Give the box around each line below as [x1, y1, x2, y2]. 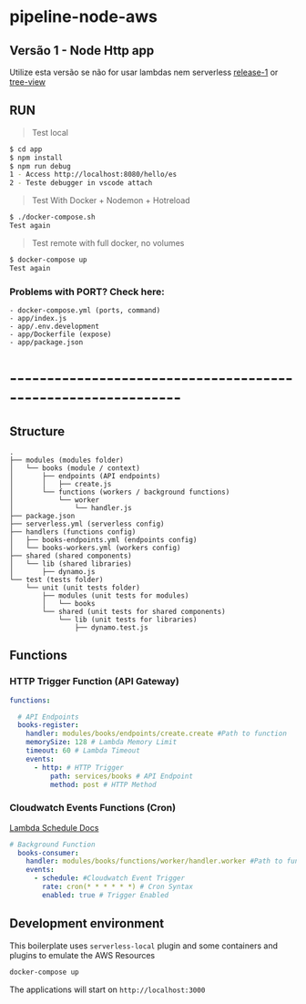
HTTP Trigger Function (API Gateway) [9, 675, 179, 688]
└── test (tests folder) [9, 575, 104, 584]
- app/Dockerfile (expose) [9, 330, 112, 339]
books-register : [17, 721, 79, 730]
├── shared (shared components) [9, 551, 132, 560]
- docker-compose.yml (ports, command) [9, 305, 161, 315]
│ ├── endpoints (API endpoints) [9, 471, 161, 480]
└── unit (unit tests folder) [25, 583, 141, 592]
